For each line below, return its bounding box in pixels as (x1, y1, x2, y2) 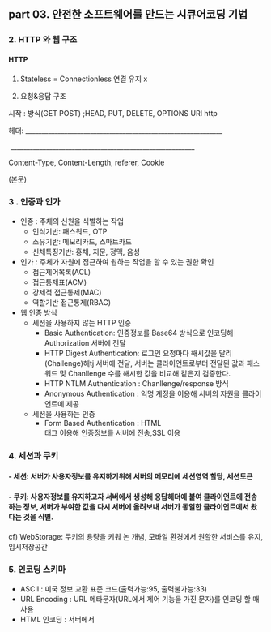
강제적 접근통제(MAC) (32, 287, 102, 297)
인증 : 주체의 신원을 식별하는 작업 (19, 216, 124, 226)
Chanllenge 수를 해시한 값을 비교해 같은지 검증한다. (67, 368, 231, 378)
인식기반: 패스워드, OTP (32, 226, 108, 236)
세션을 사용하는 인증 (32, 409, 95, 419)
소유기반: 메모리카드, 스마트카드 (32, 236, 132, 246)
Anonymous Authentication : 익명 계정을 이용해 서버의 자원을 (44, 389, 240, 398)
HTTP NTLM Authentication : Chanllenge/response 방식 (44, 378, 229, 388)
